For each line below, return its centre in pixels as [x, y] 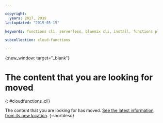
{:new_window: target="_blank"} [38, 58]
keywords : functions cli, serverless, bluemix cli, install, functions [79, 31]
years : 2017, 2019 [28, 18]
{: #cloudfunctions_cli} [28, 101]
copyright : [16, 14]
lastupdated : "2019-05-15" [32, 23]
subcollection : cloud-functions [38, 40]
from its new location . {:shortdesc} [40, 116]
